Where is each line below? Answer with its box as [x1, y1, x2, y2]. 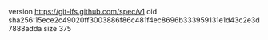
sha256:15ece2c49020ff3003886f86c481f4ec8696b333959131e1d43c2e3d [8, 15, 260, 25]
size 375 [43, 24, 72, 33]
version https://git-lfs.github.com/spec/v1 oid [8, 7, 158, 16]
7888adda [8, 24, 42, 33]
